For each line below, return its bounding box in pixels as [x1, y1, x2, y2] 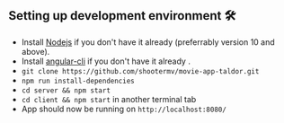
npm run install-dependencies [21, 76, 136, 85]
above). [21, 46, 50, 57]
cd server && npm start [21, 85, 111, 95]
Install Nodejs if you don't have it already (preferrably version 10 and [21, 36, 275, 48]
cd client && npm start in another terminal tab [21, 93, 197, 104]
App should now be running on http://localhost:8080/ [21, 103, 226, 114]
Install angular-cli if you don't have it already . [21, 56, 191, 66]
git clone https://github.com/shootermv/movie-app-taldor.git [21, 66, 260, 75]
